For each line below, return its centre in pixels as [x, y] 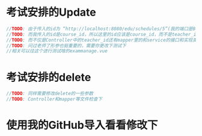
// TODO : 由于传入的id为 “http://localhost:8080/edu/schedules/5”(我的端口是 [99, 29]
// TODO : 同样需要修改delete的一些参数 [50, 94]
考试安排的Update [51, 12]
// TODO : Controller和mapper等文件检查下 [54, 99]
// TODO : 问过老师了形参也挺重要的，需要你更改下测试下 [66, 46]
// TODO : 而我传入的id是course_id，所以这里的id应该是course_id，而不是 [89, 34]
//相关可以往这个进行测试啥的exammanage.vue [57, 51]
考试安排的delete [49, 77]
